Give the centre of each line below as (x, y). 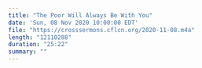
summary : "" (28, 52)
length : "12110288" (40, 37)
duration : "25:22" (38, 45)
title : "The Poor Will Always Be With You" (81, 15)
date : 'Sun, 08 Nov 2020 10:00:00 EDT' (73, 23)
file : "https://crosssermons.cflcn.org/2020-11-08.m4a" (101, 30)
